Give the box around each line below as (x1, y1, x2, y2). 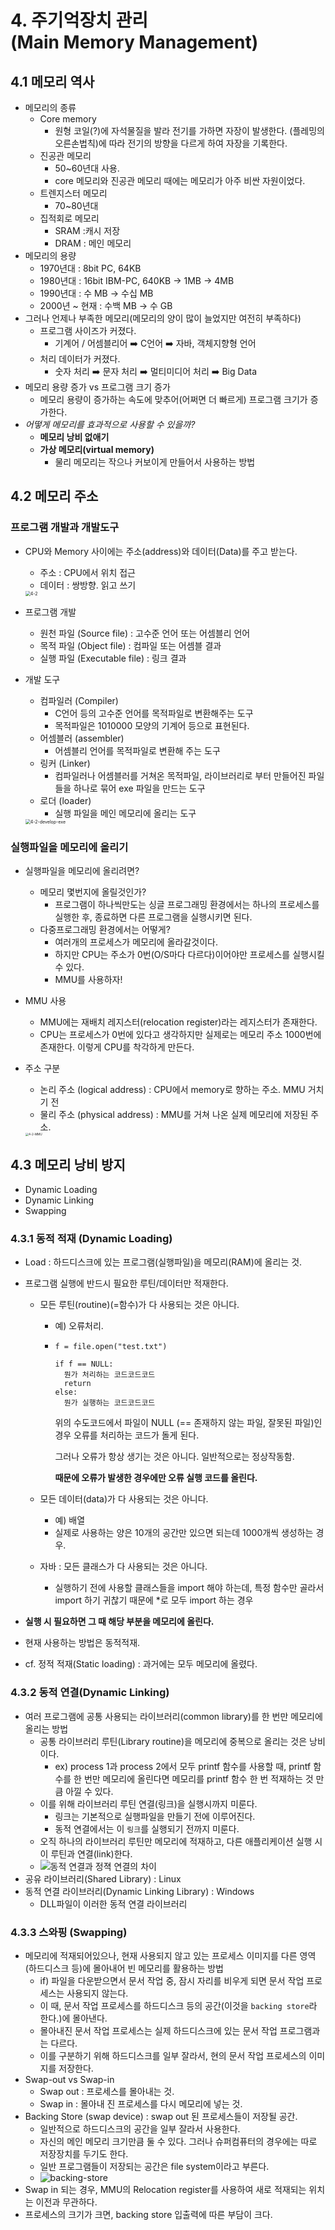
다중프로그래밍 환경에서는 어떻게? (39, 923, 171, 935)
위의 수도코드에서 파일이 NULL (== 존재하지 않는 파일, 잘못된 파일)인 (54, 1417, 323, 1429)
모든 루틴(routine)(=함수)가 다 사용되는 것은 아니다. (39, 1299, 240, 1311)
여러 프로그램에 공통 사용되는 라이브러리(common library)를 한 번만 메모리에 (24, 1710, 323, 1722)
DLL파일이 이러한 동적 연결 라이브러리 (39, 1897, 188, 1910)
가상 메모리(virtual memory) (39, 444, 155, 455)
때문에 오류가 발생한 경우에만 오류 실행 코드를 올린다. (54, 1472, 258, 1484)
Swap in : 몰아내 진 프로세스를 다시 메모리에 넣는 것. (39, 2097, 243, 2110)
